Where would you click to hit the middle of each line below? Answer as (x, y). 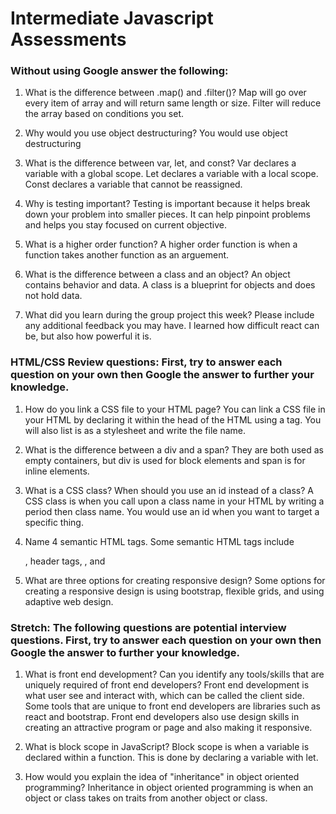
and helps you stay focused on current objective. (126, 225)
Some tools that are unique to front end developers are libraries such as (172, 706)
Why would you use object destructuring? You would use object (156, 133)
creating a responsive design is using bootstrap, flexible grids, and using (174, 591)
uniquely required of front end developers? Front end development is (167, 685)
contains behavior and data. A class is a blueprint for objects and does (170, 285)
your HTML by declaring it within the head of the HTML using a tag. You (173, 419)
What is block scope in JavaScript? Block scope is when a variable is (167, 747)
